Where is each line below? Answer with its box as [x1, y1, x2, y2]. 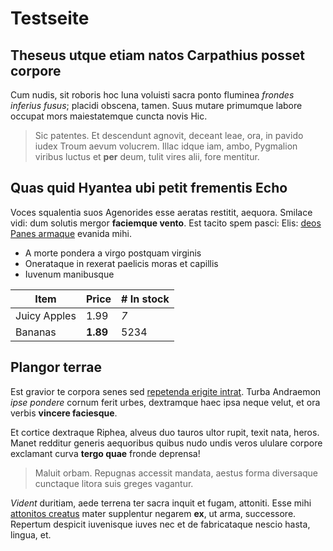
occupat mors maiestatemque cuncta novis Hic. [10, 110, 208, 122]
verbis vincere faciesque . [10, 407, 118, 419]
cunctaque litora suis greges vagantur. [34, 477, 194, 489]
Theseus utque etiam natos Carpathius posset [10, 47, 305, 64]
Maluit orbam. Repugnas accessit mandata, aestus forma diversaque [34, 467, 319, 479]
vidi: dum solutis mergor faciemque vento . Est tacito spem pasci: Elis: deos [10, 217, 322, 229]
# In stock [121, 292, 170, 306]
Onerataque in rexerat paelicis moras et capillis [24, 257, 219, 269]
